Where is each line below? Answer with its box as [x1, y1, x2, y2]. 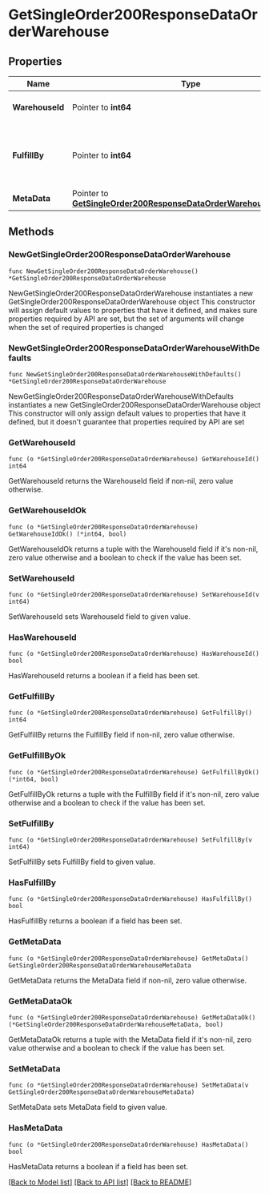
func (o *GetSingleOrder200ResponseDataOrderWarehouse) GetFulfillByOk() [8, 768, 260, 776]
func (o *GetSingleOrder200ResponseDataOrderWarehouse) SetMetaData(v [8, 1081, 249, 1090]
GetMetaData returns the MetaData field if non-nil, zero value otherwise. [8, 975, 247, 985]
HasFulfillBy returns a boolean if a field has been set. [8, 916, 183, 926]
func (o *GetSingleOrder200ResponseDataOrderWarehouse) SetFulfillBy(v [8, 836, 252, 844]
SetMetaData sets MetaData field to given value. [8, 1103, 168, 1112]
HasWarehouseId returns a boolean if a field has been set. [8, 671, 200, 681]
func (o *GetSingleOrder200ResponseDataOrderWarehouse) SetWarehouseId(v [8, 590, 260, 598]
